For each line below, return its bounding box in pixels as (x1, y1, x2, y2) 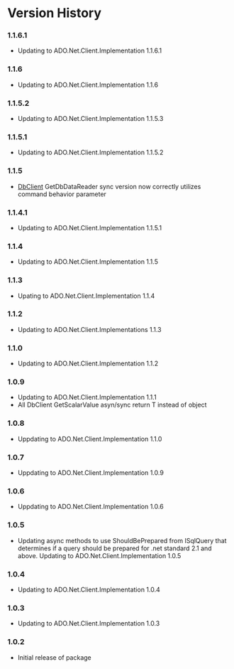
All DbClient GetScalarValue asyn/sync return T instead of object (17, 400, 207, 410)
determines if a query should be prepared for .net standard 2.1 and (17, 544, 212, 552)
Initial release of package (17, 653, 91, 662)
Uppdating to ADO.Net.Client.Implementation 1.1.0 (17, 434, 162, 443)
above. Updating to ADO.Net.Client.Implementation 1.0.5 (17, 551, 182, 560)
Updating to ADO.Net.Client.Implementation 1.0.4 (17, 585, 161, 594)
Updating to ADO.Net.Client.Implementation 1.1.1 (17, 393, 157, 402)
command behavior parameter (17, 190, 106, 198)
